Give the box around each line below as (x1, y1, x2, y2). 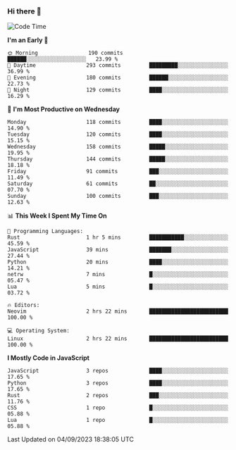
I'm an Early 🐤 (7, 36, 49, 44)
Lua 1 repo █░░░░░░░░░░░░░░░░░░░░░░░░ (7, 417, 229, 424)
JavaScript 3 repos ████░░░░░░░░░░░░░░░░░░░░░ (7, 368, 229, 375)
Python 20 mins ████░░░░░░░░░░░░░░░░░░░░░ (7, 258, 229, 266)
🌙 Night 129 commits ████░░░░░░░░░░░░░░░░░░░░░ (7, 87, 229, 94)
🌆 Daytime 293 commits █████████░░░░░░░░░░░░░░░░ (7, 62, 229, 69)
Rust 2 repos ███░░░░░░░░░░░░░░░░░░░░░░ (7, 392, 229, 399)
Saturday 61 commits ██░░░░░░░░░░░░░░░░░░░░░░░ (7, 180, 229, 187)
